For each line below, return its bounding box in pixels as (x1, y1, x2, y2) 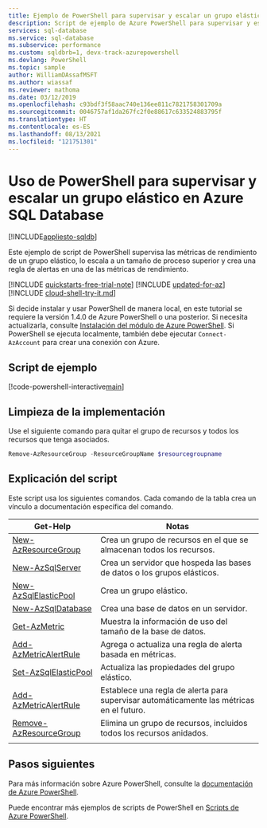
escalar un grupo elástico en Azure (8, 189, 244, 207)
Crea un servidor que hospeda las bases (100, 557, 252, 568)
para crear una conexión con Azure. (42, 338, 161, 347)
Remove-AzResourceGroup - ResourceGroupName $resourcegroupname (8, 450, 222, 458)
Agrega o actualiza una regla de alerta (100, 638, 242, 649)
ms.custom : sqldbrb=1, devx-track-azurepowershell (8, 49, 180, 57)
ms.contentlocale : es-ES (8, 123, 91, 131)
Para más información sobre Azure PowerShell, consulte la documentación (8, 779, 253, 788)
